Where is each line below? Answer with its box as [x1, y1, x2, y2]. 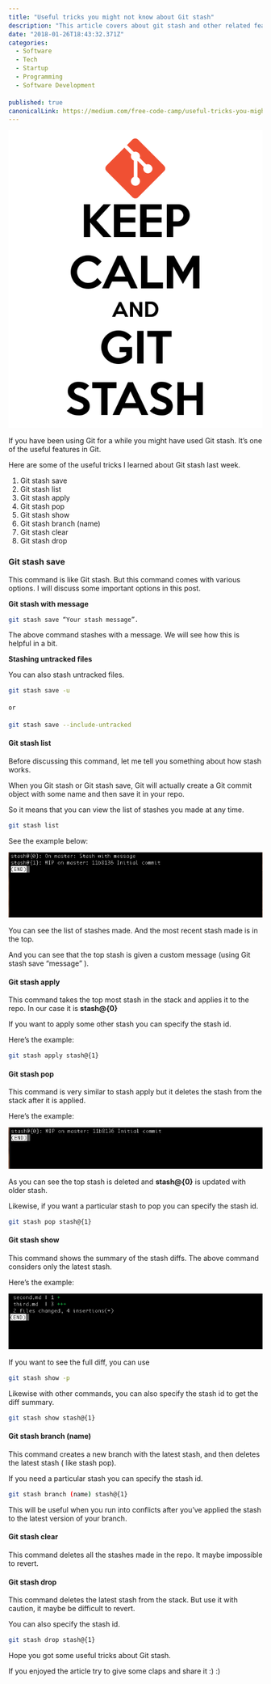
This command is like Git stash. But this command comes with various [8, 574, 240, 584]
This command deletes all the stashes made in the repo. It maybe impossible [8, 1550, 263, 1560]
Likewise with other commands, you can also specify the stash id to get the [8, 1388, 259, 1398]
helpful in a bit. [8, 639, 58, 649]
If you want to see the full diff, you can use [8, 1357, 150, 1367]
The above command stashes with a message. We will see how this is [8, 630, 240, 640]
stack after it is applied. [8, 1096, 86, 1106]
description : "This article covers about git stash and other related [8, 21, 251, 30]
